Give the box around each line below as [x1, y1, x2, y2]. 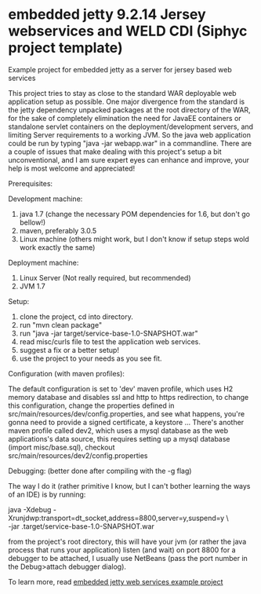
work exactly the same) [19, 242, 96, 252]
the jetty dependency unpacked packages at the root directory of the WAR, [8, 104, 251, 115]
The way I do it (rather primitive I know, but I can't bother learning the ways [8, 481, 251, 490]
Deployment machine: [8, 258, 79, 267]
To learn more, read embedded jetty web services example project [8, 577, 223, 586]
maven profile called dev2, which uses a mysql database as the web [8, 426, 229, 435]
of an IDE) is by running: [8, 489, 86, 499]
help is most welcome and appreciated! [8, 163, 136, 173]
